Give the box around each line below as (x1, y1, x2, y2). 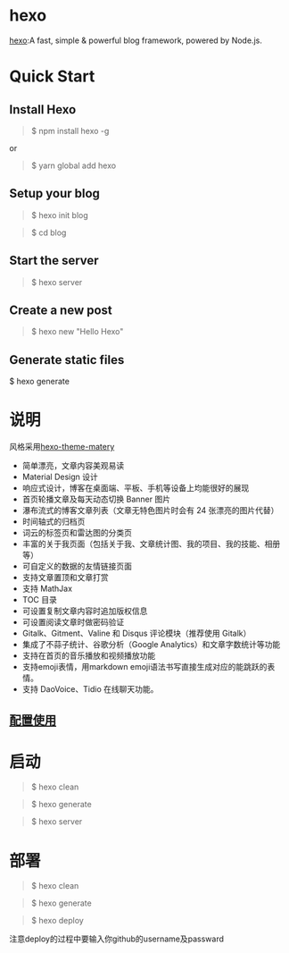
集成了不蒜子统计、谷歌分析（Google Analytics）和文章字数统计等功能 (21, 639, 281, 650)
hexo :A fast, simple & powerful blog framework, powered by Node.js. (9, 35, 263, 46)
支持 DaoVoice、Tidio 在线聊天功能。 (21, 684, 159, 695)
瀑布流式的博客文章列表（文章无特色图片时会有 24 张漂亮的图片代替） (21, 505, 279, 516)
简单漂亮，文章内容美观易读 (21, 460, 125, 471)
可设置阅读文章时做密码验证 (21, 617, 125, 628)
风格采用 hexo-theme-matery (9, 442, 115, 452)
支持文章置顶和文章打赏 (21, 572, 109, 583)
